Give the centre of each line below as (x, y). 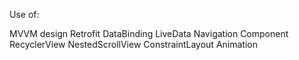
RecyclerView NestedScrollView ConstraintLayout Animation (133, 44)
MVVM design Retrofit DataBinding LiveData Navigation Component (149, 33)
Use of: (24, 14)
